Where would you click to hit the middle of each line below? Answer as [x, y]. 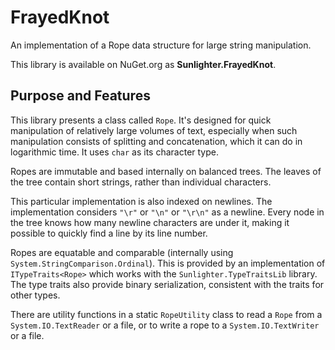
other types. [35, 295]
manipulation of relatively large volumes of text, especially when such [154, 130]
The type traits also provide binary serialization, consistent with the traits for [167, 284]
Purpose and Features [80, 96]
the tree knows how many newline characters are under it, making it [150, 222]
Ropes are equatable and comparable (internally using [122, 252]
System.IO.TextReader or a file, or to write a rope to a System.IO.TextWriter [165, 325]
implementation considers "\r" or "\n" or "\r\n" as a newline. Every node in [167, 212]
